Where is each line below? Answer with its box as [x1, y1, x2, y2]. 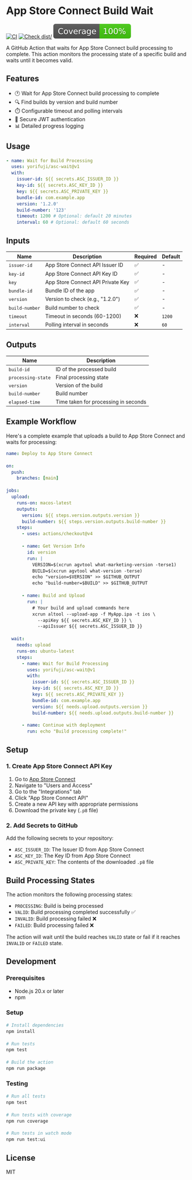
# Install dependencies [6, 1022, 64, 1028]
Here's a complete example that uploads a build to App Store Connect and [6, 432, 186, 439]
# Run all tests [6, 1093, 46, 1099]
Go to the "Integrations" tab [14, 788, 81, 795]
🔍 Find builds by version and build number [14, 98, 118, 105]
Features [6, 74, 39, 84]
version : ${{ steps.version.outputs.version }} [21, 512, 140, 518]
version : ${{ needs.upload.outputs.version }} [32, 704, 148, 710]
